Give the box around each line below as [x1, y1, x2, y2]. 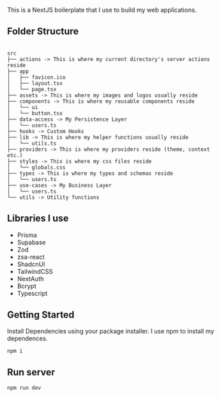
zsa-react [16, 253, 45, 261]
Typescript [16, 289, 48, 297]
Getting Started [7, 309, 75, 321]
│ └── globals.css [7, 164, 67, 171]
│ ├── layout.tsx [7, 80, 63, 86]
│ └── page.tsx [7, 86, 57, 93]
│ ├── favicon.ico [7, 73, 67, 81]
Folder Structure [7, 25, 79, 37]
